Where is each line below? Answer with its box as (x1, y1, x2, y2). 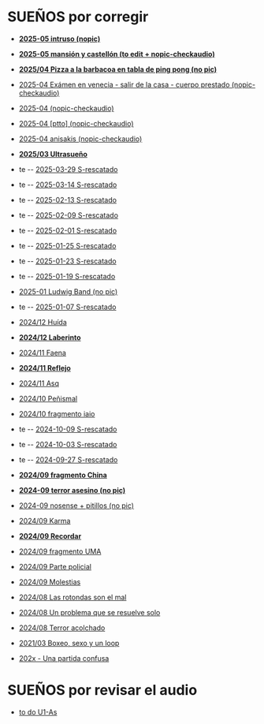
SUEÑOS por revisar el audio (7, 681, 198, 700)
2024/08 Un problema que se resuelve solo (18, 607, 161, 617)
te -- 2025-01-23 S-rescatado (18, 256, 117, 266)
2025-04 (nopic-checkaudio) (18, 103, 115, 113)
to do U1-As (18, 707, 58, 717)
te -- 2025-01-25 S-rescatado (18, 241, 117, 250)
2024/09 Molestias (18, 577, 81, 587)
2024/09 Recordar (18, 531, 82, 540)
